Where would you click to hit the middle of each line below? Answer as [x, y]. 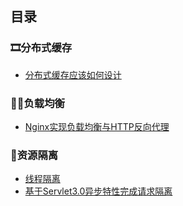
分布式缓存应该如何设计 [73, 74]
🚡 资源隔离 [34, 155]
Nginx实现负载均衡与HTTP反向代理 [97, 126]
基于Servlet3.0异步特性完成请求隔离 [98, 191]
